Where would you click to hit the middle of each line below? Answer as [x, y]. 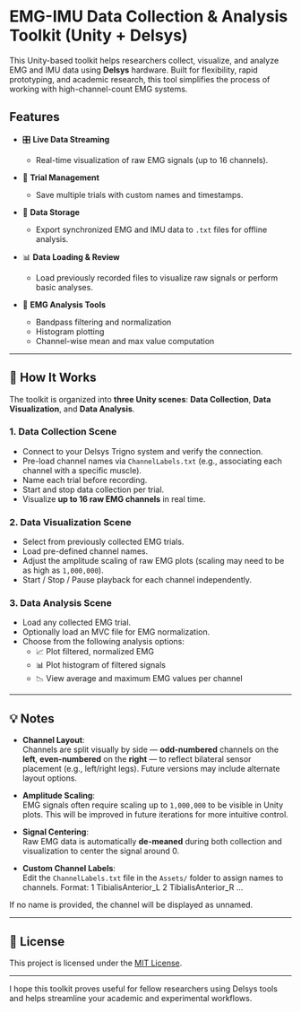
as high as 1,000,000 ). [63, 570]
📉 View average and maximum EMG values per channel [139, 679]
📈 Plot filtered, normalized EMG [95, 652]
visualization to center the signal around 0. [101, 851]
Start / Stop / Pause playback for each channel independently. [137, 580]
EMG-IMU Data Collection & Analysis [149, 17]
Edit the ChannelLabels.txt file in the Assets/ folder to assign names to [153, 878]
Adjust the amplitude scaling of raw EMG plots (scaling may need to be [153, 561]
